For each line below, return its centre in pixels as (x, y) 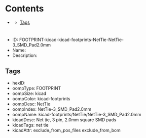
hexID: (19, 83)
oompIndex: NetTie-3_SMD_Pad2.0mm (52, 109)
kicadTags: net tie (30, 125)
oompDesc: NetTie (31, 104)
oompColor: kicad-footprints (41, 98)
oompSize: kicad (29, 93)
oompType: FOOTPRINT (36, 88)
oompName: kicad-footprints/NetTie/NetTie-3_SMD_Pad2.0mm (77, 114)
